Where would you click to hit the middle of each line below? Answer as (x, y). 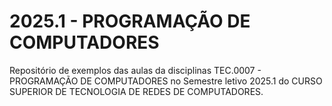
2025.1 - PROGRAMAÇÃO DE (130, 21)
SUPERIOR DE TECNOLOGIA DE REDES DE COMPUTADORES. (136, 91)
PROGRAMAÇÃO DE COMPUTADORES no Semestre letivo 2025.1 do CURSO (166, 81)
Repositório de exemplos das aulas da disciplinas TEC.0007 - (135, 70)
